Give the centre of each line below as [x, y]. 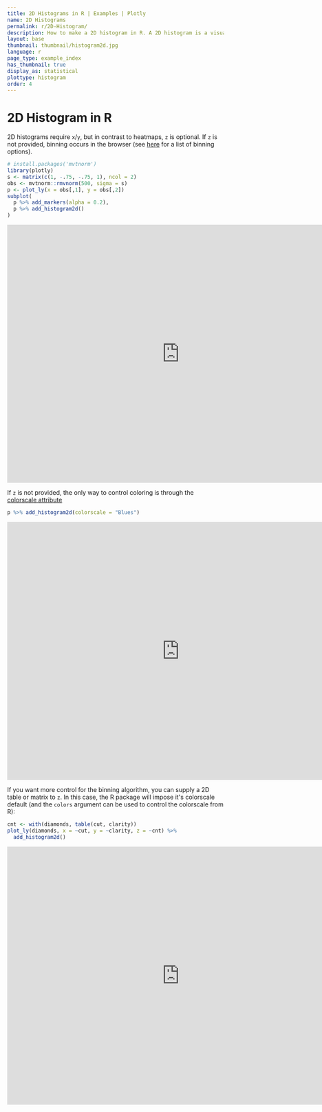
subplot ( [20, 196]
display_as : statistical [43, 71]
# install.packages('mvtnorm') [52, 164]
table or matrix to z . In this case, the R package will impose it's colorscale [111, 797]
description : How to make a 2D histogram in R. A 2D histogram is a [107, 33]
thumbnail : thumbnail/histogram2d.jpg [63, 45]
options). [20, 151]
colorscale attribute [35, 500]
